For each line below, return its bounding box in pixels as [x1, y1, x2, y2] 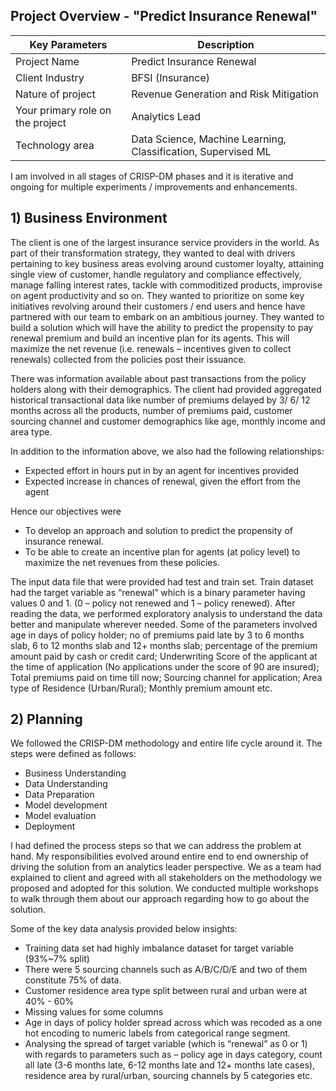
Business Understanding [24, 767, 127, 779]
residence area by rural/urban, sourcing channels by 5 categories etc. [24, 1070, 313, 1082]
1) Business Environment [10, 210, 168, 227]
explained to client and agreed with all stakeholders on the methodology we [10, 872, 322, 884]
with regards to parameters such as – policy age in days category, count [24, 1049, 323, 1061]
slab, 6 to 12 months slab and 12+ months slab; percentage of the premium [10, 639, 318, 651]
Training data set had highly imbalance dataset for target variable [24, 942, 294, 954]
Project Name [15, 54, 80, 68]
